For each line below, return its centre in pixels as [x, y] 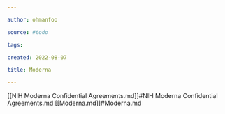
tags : [15, 45]
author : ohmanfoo [32, 19]
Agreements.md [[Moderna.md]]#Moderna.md [74, 103]
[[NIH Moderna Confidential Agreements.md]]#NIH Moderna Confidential [112, 96]
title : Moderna [29, 70]
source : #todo [28, 32]
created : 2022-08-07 [37, 57]
